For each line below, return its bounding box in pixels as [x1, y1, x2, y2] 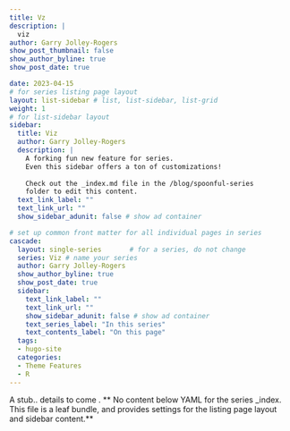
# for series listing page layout [9, 87, 139, 97]
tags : [17, 336, 38, 345]
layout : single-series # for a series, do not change [17, 245, 246, 254]
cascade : [9, 236, 42, 246]
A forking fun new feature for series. [25, 154, 175, 163]
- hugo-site [17, 345, 63, 354]
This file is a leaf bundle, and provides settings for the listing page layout [9, 403, 277, 414]
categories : [17, 353, 63, 362]
